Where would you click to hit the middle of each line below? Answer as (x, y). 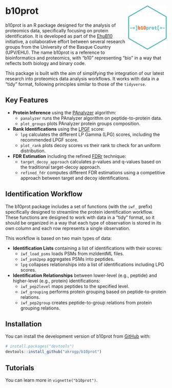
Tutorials (20, 368)
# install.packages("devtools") (40, 346)
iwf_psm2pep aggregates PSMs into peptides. (67, 259)
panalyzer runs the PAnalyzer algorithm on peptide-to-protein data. (91, 118)
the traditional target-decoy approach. (61, 167)
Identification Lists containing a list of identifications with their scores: (87, 248)
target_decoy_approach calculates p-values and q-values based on (91, 161)
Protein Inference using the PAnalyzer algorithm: (64, 112)
